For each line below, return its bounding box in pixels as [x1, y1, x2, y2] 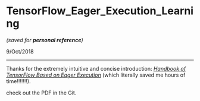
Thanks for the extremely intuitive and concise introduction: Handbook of [6, 65, 186, 72]
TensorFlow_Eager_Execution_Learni [6, 4, 194, 18]
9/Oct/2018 [6, 48, 34, 55]
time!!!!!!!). [6, 77, 31, 84]
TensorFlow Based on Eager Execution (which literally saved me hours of [6, 71, 186, 78]
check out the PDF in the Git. [6, 89, 77, 96]
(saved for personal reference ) [6, 36, 83, 43]
